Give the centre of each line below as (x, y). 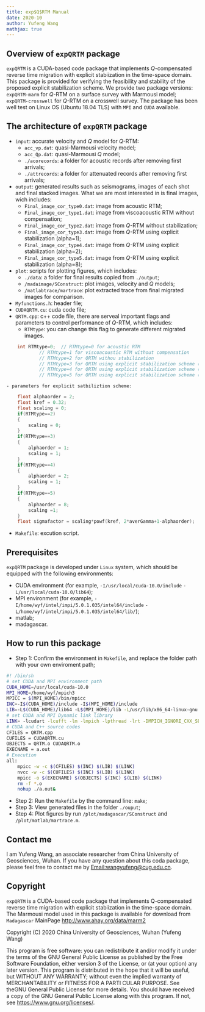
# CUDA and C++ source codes (43, 727)
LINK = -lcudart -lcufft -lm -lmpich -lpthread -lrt (73, 721)
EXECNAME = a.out (28, 750)
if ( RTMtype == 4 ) (37, 465)
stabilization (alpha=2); (53, 251)
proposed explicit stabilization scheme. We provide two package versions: (100, 88)
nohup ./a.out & (37, 789)
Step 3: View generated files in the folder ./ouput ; (78, 807)
